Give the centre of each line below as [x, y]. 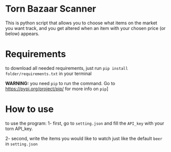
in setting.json [22, 144]
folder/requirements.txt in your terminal [48, 73]
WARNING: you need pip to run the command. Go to [60, 83]
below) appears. [22, 33]
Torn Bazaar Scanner [51, 9]
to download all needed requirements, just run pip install [67, 68]
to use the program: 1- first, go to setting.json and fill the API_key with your [85, 123]
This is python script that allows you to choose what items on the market [81, 23]
